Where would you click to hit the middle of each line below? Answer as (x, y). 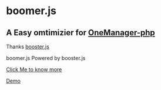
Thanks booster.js (28, 46)
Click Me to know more (34, 69)
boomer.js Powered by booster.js (46, 58)
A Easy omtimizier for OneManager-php (81, 33)
